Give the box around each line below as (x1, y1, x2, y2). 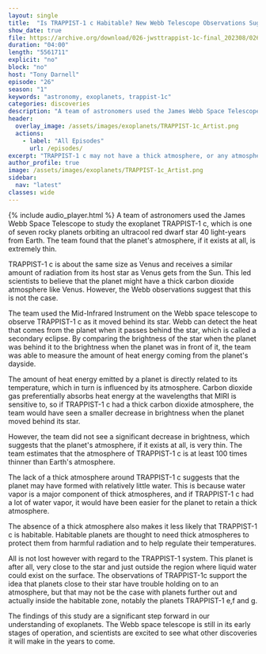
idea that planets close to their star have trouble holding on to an (8, 579, 219, 588)
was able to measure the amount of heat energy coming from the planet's (8, 350, 249, 360)
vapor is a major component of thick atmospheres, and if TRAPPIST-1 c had (8, 489, 254, 499)
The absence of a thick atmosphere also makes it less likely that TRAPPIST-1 (8, 521, 257, 531)
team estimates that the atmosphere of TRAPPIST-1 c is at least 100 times (8, 449, 248, 458)
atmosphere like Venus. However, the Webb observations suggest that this (8, 285, 252, 294)
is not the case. (8, 293, 59, 302)
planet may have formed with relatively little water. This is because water (8, 480, 245, 490)
